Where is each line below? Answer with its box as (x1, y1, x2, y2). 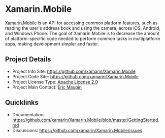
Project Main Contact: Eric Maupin (12, 84, 82, 90)
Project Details (5, 55, 51, 64)
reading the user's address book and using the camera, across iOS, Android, (5, 25, 161, 31)
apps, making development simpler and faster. (5, 41, 99, 46)
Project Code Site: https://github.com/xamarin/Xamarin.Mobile (12, 73, 139, 80)
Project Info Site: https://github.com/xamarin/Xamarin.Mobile (12, 68, 136, 74)
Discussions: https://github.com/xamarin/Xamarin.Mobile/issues (12, 127, 143, 133)
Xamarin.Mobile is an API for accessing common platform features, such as (5, 20, 158, 26)
